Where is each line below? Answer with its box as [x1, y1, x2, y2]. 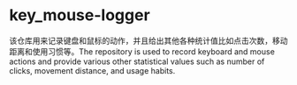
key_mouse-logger [9, 5, 150, 25]
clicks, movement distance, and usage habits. [9, 65, 176, 75]
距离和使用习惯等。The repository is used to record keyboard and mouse [9, 46, 276, 57]
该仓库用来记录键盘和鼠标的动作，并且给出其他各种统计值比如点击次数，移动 [9, 35, 288, 46]
